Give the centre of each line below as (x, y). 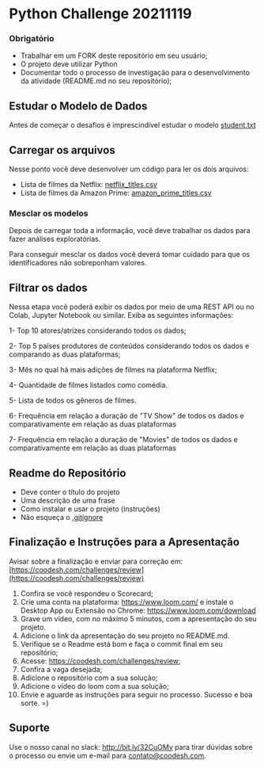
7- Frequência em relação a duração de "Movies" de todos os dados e (123, 440)
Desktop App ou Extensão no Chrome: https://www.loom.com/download (138, 610)
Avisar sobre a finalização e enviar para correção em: (96, 561)
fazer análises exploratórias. (55, 239)
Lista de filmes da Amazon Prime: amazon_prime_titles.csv (116, 193)
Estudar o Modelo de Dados (78, 106)
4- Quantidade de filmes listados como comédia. (89, 385)
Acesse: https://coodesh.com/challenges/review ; (100, 661)
